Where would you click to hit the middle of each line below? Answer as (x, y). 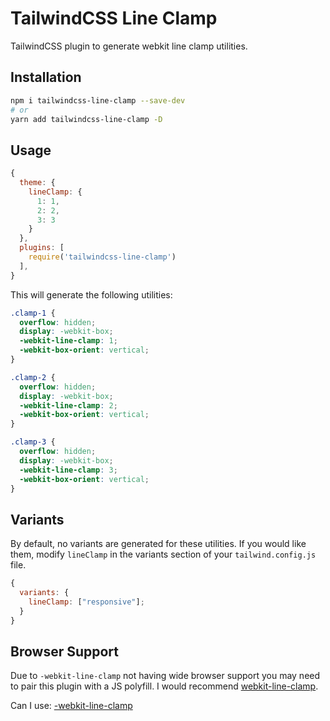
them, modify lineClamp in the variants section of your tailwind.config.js (163, 554)
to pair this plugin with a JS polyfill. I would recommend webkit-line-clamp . (164, 686)
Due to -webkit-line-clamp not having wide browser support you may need (165, 676)
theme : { (37, 183)
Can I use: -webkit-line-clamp (71, 706)
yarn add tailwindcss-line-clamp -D (86, 119)
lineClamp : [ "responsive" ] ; (86, 602)
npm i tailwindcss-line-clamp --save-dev (98, 100)
